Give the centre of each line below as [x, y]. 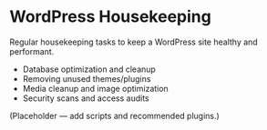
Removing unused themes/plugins [87, 78]
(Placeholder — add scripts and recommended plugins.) [115, 115]
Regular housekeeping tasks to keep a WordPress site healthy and [133, 42]
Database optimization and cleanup [89, 69]
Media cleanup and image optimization [95, 88]
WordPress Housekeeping [110, 17]
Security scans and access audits [86, 98]
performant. [32, 51]
